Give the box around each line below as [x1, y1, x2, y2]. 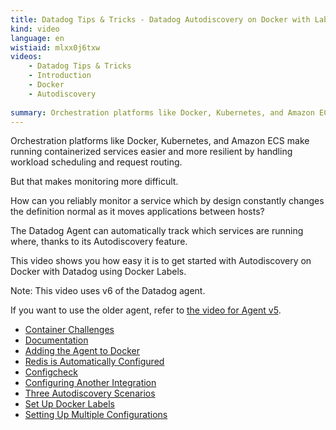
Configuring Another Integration [24, 377, 157, 389]
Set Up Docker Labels [24, 398, 115, 410]
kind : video [10, 24, 60, 34]
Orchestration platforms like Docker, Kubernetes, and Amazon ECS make [10, 135, 310, 147]
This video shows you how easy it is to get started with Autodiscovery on [10, 255, 312, 267]
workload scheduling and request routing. [10, 156, 183, 168]
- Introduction [28, 71, 92, 81]
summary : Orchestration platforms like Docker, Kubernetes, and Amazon [10, 107, 315, 118]
